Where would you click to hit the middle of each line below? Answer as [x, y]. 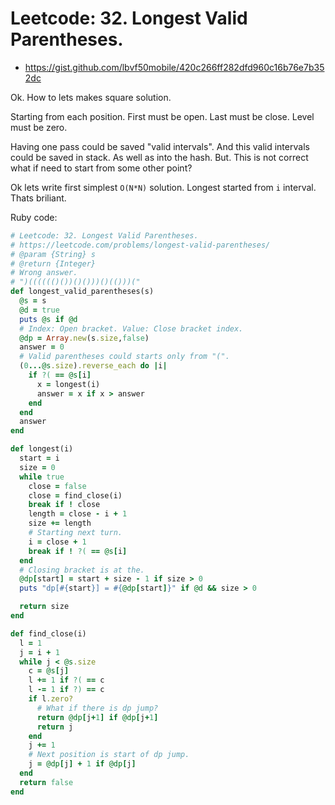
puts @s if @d [48, 319]
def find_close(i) [48, 633]
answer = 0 [42, 347]
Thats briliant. [38, 198]
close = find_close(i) [75, 495]
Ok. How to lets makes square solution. [91, 97]
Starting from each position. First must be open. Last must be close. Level [162, 116]
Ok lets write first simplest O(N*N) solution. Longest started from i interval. [163, 187]
